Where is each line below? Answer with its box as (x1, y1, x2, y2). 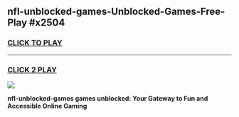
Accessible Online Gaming (7, 101, 87, 110)
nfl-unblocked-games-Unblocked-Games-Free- (7, 6, 225, 18)
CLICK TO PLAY (7, 38, 63, 48)
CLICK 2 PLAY (7, 65, 57, 74)
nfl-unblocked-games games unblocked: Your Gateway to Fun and (7, 94, 208, 102)
